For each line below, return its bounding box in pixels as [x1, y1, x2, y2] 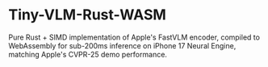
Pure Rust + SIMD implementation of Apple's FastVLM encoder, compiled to [8, 32, 261, 42]
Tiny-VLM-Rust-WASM [8, 6, 167, 24]
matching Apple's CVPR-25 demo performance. [8, 49, 168, 59]
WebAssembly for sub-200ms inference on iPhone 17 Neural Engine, [8, 40, 237, 50]
